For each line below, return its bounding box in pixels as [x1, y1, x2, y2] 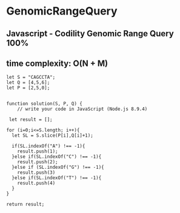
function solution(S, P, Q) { [6, 101, 83, 107]
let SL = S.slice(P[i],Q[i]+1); [12, 133, 94, 139]
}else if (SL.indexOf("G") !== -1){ [12, 165, 104, 171]
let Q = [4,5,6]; [6, 80, 50, 86]
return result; [6, 202, 45, 208]
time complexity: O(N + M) [6, 58, 108, 68]
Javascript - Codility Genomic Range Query [6, 28, 174, 39]
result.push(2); [17, 159, 59, 165]
